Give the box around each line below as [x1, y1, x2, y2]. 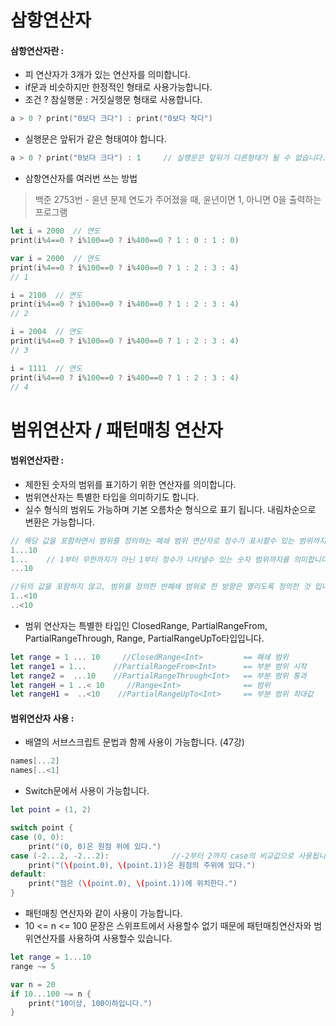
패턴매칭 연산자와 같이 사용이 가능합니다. [24, 907, 183, 920]
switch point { [10, 823, 74, 833]
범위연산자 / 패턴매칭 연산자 [10, 419, 223, 441]
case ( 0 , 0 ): [10, 832, 65, 842]
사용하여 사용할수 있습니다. [68, 932, 173, 945]
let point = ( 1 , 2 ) [10, 805, 92, 815]
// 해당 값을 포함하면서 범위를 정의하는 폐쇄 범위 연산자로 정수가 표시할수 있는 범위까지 [10, 536, 327, 546]
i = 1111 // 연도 [10, 363, 83, 373]
